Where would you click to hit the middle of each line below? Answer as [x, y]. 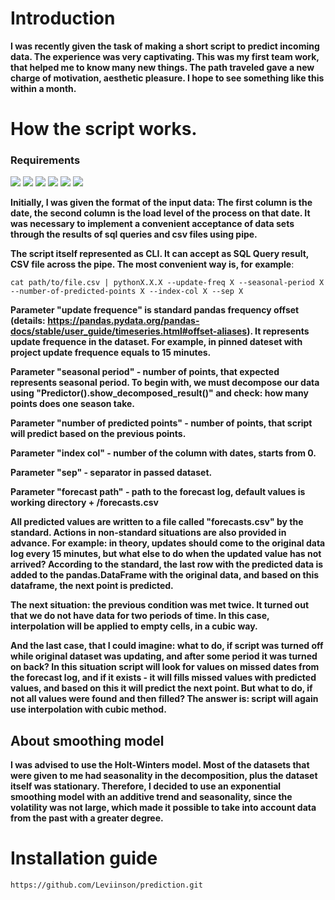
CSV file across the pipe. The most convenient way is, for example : [152, 264]
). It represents [278, 331]
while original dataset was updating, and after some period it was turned [164, 656]
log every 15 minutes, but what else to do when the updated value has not [166, 554]
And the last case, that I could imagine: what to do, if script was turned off [167, 646]
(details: [28, 321]
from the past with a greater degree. [87, 818]
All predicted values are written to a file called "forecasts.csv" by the [157, 522]
